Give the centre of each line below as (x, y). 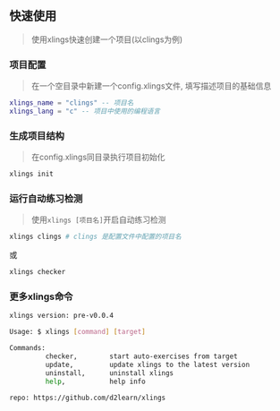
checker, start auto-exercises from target (142, 356)
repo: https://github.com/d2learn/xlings (88, 398)
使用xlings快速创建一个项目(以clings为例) (107, 39)
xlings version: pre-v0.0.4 (62, 316)
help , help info (95, 381)
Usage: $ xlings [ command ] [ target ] (77, 332)
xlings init (31, 174)
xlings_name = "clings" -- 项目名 (72, 103)
